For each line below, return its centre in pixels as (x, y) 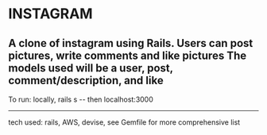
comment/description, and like (86, 80)
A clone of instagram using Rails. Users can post (131, 43)
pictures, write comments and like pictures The (128, 55)
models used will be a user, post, (91, 68)
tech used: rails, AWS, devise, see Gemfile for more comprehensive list (124, 122)
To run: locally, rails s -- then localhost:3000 (81, 99)
